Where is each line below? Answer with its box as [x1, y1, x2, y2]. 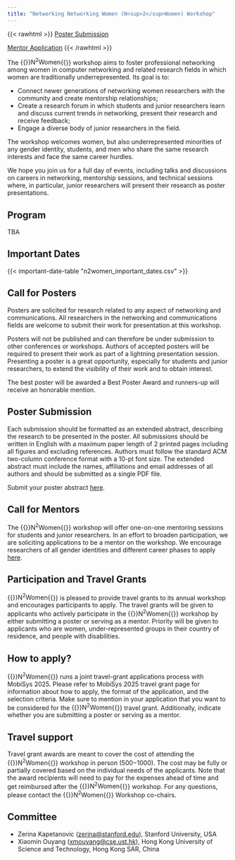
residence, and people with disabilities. [7, 632, 121, 640]
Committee [7, 811, 58, 823]
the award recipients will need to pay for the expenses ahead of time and [7, 773, 220, 782]
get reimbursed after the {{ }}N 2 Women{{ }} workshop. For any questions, [7, 780, 218, 790]
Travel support [7, 731, 74, 743]
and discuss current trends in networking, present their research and [17, 109, 217, 118]
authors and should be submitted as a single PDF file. [7, 469, 162, 478]
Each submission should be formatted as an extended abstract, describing [7, 424, 223, 433]
